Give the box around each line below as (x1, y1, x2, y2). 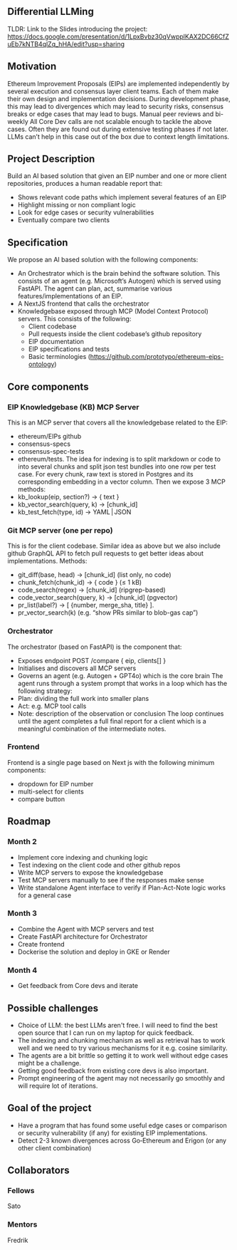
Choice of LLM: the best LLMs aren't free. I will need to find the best (17, 1021, 218, 1029)
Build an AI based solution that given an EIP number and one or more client (7, 172, 227, 180)
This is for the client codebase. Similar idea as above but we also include (7, 541, 221, 551)
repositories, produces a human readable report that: (7, 179, 163, 188)
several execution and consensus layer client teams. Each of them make (7, 87, 219, 95)
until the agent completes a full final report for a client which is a (17, 717, 206, 725)
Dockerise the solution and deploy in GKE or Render (17, 947, 171, 956)
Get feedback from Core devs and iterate (17, 981, 139, 990)
